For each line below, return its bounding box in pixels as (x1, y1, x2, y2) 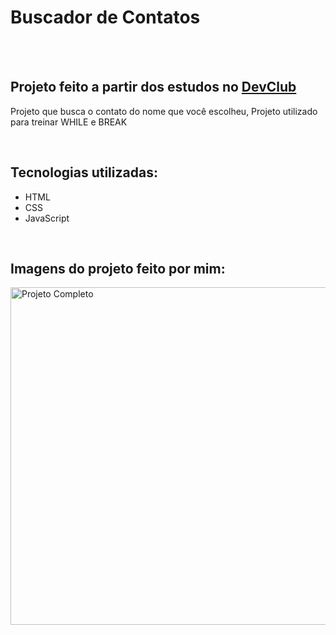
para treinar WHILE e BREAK (10, 116, 128, 128)
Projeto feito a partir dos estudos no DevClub (10, 79, 297, 96)
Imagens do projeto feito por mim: (10, 260, 226, 277)
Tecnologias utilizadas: (10, 164, 158, 181)
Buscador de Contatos (10, 6, 201, 29)
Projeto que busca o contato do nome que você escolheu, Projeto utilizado (10, 105, 318, 117)
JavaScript (24, 212, 70, 224)
